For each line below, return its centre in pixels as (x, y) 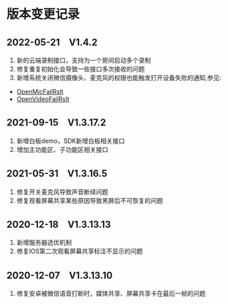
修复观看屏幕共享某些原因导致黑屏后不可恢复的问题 (90, 200)
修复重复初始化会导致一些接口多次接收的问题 (81, 69)
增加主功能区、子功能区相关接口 (62, 149)
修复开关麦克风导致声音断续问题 (62, 192)
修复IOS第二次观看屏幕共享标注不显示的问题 (80, 251)
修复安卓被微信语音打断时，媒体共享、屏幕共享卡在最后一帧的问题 (111, 294)
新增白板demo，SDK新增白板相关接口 (71, 141)
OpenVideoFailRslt (43, 99)
